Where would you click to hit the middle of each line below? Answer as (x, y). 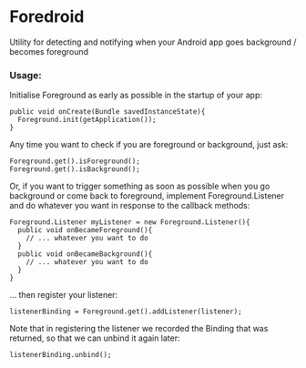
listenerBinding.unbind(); (61, 355)
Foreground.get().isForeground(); (75, 161)
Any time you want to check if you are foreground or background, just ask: (149, 145)
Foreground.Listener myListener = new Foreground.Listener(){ (130, 222)
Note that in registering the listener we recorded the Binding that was (139, 329)
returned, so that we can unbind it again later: (95, 338)
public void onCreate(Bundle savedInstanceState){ (107, 112)
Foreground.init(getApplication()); (87, 120)
